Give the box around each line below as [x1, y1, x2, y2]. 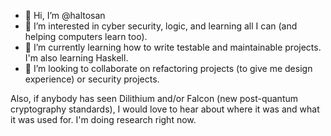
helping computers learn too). [24, 31, 148, 42]
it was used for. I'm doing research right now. [10, 114, 197, 125]
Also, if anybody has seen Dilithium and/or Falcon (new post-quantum [10, 93, 299, 104]
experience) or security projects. [24, 73, 160, 85]
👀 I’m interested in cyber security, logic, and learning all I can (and [24, 20, 298, 32]
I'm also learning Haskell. [24, 52, 129, 64]
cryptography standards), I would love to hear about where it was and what [10, 103, 320, 115]
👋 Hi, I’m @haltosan [24, 10, 106, 21]
